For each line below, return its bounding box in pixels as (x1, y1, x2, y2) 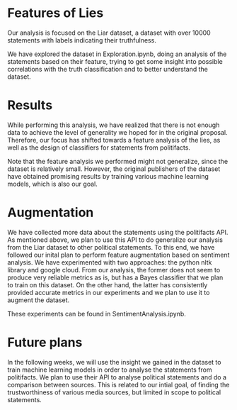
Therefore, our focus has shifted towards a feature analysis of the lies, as (7, 135, 221, 144)
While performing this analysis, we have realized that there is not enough (7, 121, 220, 129)
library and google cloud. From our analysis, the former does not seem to (7, 265, 221, 274)
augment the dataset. (7, 296, 70, 304)
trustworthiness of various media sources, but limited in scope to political (7, 388, 221, 397)
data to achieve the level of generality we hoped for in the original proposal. (7, 128, 228, 136)
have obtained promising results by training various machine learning (7, 172, 209, 180)
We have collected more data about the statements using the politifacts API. (7, 228, 229, 236)
